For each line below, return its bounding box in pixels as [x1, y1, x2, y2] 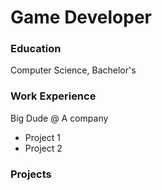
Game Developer [10, 6, 152, 29]
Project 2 [24, 142, 63, 154]
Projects [10, 167, 52, 181]
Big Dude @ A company [10, 112, 109, 124]
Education [10, 42, 62, 56]
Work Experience [10, 89, 97, 103]
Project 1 [24, 131, 61, 143]
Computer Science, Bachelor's [10, 64, 137, 76]
